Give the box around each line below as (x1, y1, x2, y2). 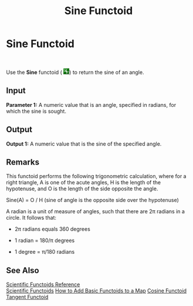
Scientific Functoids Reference (6, 281, 80, 288)
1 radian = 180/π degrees (14, 237, 75, 244)
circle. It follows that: (6, 214, 57, 221)
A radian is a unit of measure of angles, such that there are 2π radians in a (6, 208, 185, 215)
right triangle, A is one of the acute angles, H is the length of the (6, 179, 161, 186)
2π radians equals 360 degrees (14, 226, 91, 233)
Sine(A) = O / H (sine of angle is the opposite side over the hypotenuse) (6, 197, 179, 204)
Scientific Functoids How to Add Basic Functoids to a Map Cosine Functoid (6, 287, 187, 294)
